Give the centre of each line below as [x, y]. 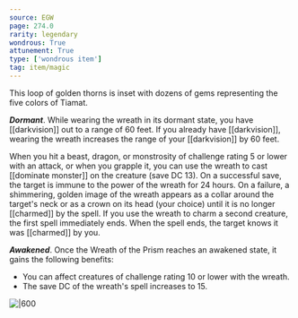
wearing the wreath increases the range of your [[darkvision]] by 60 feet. [145, 139]
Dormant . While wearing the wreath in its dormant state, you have [131, 120]
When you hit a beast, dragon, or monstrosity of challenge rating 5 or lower [149, 156]
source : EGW [31, 17]
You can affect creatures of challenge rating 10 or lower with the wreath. [156, 276]
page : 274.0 [31, 26]
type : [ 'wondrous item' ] [56, 59]
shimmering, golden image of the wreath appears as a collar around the [142, 194]
